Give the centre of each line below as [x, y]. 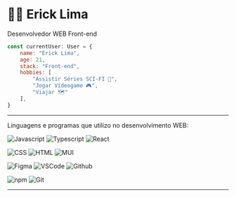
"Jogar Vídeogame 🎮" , [65, 86]
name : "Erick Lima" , [50, 53]
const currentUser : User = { [50, 46]
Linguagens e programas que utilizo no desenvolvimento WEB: [98, 125]
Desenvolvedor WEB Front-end [52, 34]
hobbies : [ [36, 73]
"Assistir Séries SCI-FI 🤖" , [75, 79]
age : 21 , [33, 60]
